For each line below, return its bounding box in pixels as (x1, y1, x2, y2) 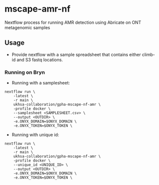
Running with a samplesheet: (11, 80, 70, 86)
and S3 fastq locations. (16, 57, 63, 63)
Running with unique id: (11, 132, 60, 138)
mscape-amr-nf (4, 3, 71, 15)
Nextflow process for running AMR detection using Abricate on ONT (4, 19, 141, 25)
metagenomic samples (4, 24, 50, 30)
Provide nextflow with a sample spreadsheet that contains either (11, 51, 141, 57)
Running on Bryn (4, 69, 45, 76)
